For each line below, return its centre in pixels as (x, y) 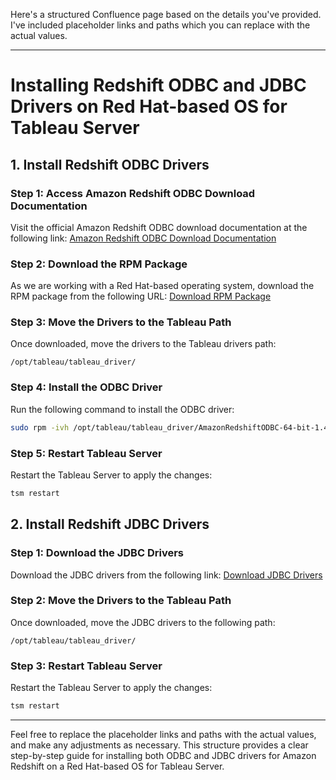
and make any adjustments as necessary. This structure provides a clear (159, 745)
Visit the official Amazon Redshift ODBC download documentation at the (159, 227)
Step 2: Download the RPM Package (99, 264)
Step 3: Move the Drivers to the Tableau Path (121, 322)
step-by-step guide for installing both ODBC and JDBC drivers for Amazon (163, 755)
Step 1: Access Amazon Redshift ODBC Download (133, 193)
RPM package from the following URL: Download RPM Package (141, 296)
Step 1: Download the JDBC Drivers (97, 553)
